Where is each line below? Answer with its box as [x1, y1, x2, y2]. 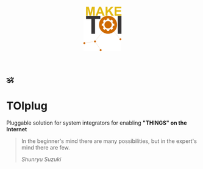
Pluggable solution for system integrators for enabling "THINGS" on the [6, 119, 187, 126]
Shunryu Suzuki [21, 156, 62, 163]
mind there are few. [21, 144, 70, 151]
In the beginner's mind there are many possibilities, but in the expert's [21, 137, 197, 145]
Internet [6, 126, 27, 133]
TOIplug [6, 99, 48, 113]
